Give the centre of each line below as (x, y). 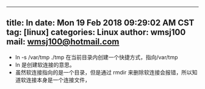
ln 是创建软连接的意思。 (45, 65)
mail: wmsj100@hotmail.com (63, 42)
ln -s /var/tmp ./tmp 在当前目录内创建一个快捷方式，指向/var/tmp (96, 57)
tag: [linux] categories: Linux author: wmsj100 (96, 32)
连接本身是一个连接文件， (58, 80)
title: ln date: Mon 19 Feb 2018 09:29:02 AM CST (100, 23)
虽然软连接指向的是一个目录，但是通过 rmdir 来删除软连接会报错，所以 (103, 72)
